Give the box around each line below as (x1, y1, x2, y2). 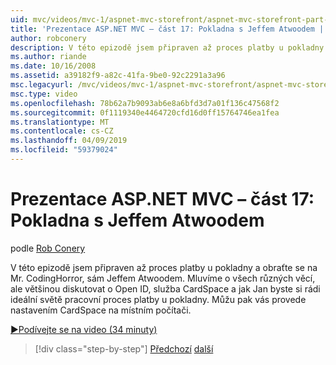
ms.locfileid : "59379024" (10, 145, 118, 155)
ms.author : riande (10, 52, 87, 62)
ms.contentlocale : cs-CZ (10, 126, 114, 136)
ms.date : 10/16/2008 (10, 61, 97, 71)
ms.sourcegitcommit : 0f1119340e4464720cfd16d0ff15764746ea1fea (10, 107, 280, 118)
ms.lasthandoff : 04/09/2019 (10, 136, 128, 146)
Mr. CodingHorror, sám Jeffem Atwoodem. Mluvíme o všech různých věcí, (10, 272, 316, 284)
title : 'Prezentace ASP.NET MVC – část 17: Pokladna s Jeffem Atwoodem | (10, 24, 325, 34)
